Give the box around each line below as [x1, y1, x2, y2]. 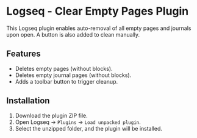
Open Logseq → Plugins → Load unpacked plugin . [15, 118, 141, 126]
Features [6, 49, 41, 59]
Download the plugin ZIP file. [15, 112, 88, 119]
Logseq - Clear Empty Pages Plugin [6, 4, 189, 18]
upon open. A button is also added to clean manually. [6, 31, 140, 38]
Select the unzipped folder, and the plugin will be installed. [15, 125, 163, 132]
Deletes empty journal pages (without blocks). [15, 71, 132, 79]
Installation [6, 96, 50, 106]
